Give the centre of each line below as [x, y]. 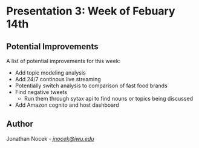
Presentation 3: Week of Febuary [91, 11]
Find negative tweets [41, 92]
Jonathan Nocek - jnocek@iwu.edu [50, 138]
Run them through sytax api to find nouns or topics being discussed [109, 99]
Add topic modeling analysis [50, 73]
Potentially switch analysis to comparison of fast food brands [91, 86]
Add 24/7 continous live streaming [58, 79]
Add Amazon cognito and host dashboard [67, 105]
